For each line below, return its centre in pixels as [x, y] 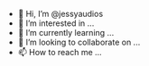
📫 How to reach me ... [60, 52]
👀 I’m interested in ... [56, 23]
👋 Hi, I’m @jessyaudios [61, 14]
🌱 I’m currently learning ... [66, 33]
